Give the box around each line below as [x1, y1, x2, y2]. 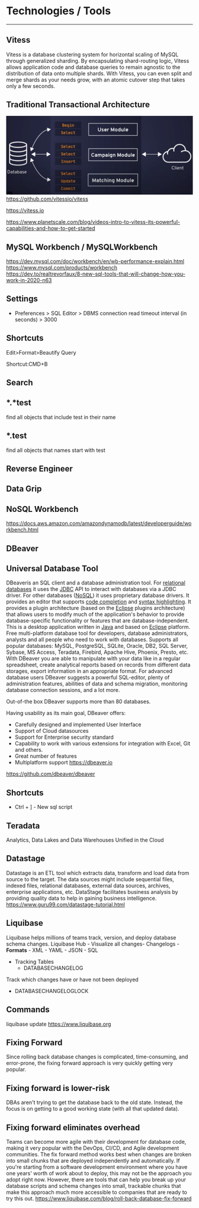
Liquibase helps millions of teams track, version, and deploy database [6, 934, 176, 941]
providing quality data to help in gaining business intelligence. [6, 894, 157, 902]
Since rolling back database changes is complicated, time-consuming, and [6, 1053, 188, 1061]
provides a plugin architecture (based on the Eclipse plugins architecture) [6, 605, 185, 612]
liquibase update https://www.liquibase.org [6, 1020, 111, 1027]
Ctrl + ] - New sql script [14, 804, 73, 811]
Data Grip [6, 484, 42, 494]
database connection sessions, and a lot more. [6, 687, 120, 694]
